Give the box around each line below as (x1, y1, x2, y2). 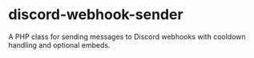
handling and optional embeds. (8, 40, 111, 49)
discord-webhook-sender (8, 6, 183, 24)
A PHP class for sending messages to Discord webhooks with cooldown (8, 32, 246, 41)
